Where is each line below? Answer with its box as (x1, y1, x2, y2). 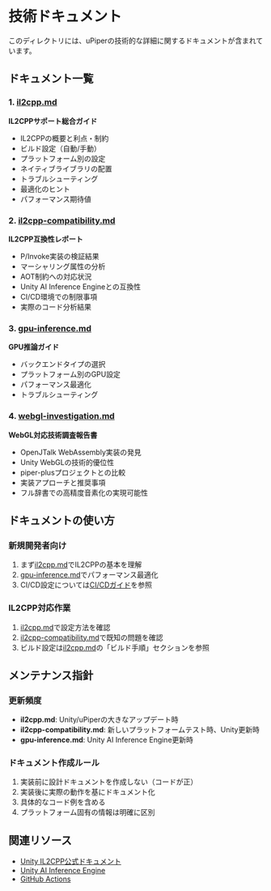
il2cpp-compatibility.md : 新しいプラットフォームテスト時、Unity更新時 (19, 725, 260, 735)
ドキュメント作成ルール (8, 757, 100, 769)
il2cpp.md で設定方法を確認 (19, 622, 111, 632)
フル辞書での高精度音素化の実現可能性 (19, 488, 148, 497)
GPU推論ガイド (8, 342, 59, 352)
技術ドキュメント (8, 7, 123, 26)
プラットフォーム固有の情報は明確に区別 (19, 808, 155, 817)
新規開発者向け (8, 539, 67, 551)
